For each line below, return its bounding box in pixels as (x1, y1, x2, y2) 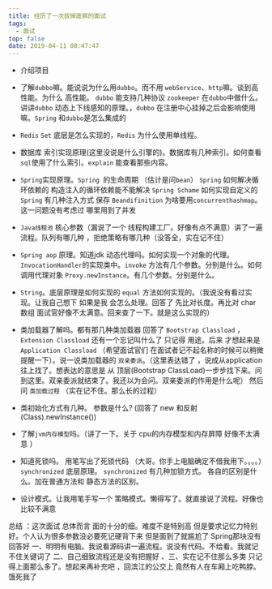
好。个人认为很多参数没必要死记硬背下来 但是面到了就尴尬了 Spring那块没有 (8, 531, 261, 541)
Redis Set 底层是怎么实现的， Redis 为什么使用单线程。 (19, 131, 202, 140)
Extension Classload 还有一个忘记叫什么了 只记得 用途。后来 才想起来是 (19, 335, 261, 345)
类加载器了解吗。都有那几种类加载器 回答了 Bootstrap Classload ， (19, 325, 244, 335)
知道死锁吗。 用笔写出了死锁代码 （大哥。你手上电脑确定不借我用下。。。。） (19, 456, 266, 466)
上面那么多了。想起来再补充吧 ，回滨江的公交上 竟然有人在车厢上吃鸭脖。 (15, 561, 261, 572)
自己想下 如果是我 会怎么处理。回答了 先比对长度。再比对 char (48, 298, 257, 307)
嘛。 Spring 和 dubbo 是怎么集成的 (19, 113, 127, 123)
